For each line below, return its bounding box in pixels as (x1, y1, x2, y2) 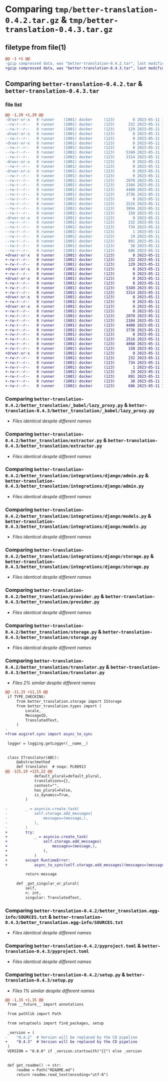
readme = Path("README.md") (16, 1067, 75, 1072)
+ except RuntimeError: (5, 857, 70, 862)
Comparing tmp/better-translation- (5, 4, 158, 15)
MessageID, (25, 713, 48, 718)
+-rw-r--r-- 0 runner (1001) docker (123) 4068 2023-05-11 (5, 342, 160, 347)
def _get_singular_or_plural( (16, 881, 79, 886)
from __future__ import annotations (7, 1002, 84, 1007)
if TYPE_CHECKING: (7, 694, 46, 699)
